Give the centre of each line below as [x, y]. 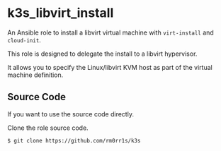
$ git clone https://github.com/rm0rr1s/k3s [74, 140]
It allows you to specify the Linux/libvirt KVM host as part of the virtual [110, 67]
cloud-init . [24, 40]
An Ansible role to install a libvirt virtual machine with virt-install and [110, 32]
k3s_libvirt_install [61, 13]
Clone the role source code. [48, 128]
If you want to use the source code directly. [71, 114]
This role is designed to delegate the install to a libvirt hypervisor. [102, 54]
